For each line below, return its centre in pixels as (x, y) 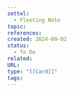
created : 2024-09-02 (37, 39)
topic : (17, 26)
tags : (15, 78)
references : (24, 33)
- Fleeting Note (37, 20)
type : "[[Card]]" (32, 71)
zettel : (18, 13)
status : (18, 46)
